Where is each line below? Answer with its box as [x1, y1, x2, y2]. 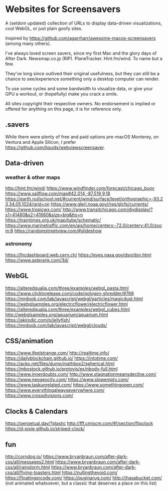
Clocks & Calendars [5, 407, 68, 415]
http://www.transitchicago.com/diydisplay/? [62, 206, 153, 212]
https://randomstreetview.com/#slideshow [14, 228, 102, 234]
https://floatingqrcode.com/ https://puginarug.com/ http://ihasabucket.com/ [5, 474, 162, 480]
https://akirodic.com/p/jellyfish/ [5, 317, 70, 323]
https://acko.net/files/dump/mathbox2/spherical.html [5, 361, 115, 367]
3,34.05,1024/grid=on [5, 201, 50, 207]
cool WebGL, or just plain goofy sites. [5, 25, 83, 31]
